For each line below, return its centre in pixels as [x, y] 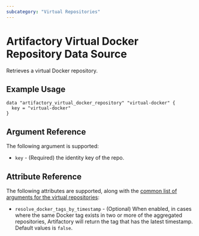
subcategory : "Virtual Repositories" [53, 12]
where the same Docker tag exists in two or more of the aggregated [99, 215]
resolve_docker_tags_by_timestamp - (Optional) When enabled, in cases [103, 209]
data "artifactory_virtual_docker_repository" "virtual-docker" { [91, 103]
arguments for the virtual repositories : [53, 197]
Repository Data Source [67, 54]
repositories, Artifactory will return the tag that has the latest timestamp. [104, 221]
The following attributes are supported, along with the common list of [92, 191]
